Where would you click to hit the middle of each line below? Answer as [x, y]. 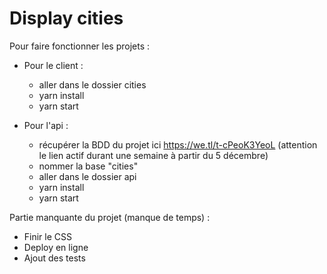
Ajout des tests [54, 258]
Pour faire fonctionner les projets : [80, 46]
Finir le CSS [48, 236]
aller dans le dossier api [87, 176]
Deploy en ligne [56, 247]
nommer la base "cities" [88, 166]
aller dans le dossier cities [92, 84]
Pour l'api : [46, 125]
